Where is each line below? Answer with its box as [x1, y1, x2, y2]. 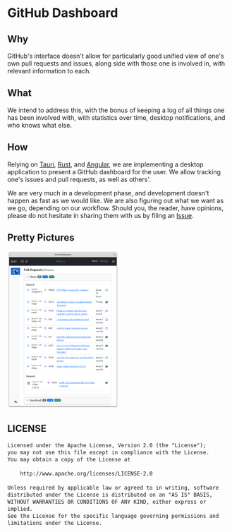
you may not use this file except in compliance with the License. [7, 449, 210, 457]
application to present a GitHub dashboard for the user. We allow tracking [7, 167, 221, 176]
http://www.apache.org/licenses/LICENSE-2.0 [20, 471, 153, 478]
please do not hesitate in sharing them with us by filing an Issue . [7, 211, 194, 219]
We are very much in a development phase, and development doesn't [7, 188, 209, 197]
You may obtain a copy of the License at [7, 457, 131, 464]
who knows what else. [7, 121, 73, 129]
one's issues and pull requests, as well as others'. [7, 175, 152, 183]
